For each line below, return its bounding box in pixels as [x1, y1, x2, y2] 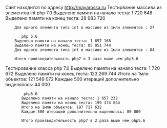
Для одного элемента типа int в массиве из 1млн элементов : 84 [14, 47, 155, 53]
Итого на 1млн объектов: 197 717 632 [21, 105, 102, 110]
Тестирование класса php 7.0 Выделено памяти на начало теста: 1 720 [5, 65, 160, 71]
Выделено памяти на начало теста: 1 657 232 [21, 96, 118, 101]
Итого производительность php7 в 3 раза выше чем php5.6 [14, 56, 139, 61]
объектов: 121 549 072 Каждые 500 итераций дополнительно [5, 76, 139, 82]
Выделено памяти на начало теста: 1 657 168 [14, 38, 111, 43]
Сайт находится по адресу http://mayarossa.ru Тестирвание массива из [5, 5, 162, 10]
